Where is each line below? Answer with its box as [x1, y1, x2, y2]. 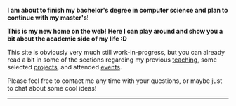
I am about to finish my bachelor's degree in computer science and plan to [7, 6, 228, 14]
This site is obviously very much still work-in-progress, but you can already [7, 48, 225, 56]
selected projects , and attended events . [7, 63, 122, 71]
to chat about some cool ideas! [7, 84, 97, 92]
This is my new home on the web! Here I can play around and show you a [7, 27, 223, 35]
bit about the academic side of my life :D [7, 34, 128, 43]
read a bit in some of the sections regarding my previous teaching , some [7, 55, 218, 64]
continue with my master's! [7, 13, 89, 22]
